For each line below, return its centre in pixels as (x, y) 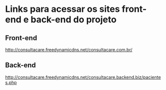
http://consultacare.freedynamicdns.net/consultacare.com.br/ (69, 50)
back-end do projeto (74, 20)
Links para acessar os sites (63, 9)
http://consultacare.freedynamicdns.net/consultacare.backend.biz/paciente (83, 77)
